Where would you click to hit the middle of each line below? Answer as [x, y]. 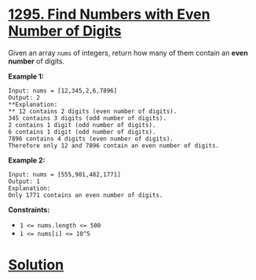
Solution [36, 265]
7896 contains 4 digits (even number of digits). [91, 139]
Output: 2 [24, 97]
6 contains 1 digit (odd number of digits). [82, 132]
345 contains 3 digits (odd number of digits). [88, 118]
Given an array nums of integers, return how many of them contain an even [128, 53]
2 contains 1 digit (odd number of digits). [82, 125]
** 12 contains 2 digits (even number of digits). [93, 111]
